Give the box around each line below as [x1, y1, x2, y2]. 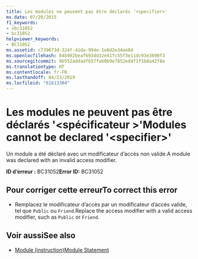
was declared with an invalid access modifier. [6, 156, 117, 163]
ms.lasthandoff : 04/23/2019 [6, 75, 76, 80]
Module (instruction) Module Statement [14, 246, 109, 253]
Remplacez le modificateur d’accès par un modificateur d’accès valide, [14, 200, 187, 208]
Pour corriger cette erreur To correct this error [6, 185, 178, 195]
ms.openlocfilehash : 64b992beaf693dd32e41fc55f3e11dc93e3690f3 [6, 53, 165, 59]
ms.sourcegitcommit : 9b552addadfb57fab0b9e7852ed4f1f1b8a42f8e [6, 58, 165, 64]
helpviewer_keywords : [6, 36, 60, 42]
